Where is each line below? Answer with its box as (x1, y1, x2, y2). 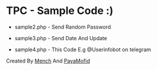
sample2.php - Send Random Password (14, 23, 111, 30)
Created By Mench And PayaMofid (6, 57, 90, 64)
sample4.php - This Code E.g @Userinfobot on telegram (14, 45, 152, 53)
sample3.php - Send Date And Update (14, 34, 108, 41)
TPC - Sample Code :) (6, 4, 113, 17)
